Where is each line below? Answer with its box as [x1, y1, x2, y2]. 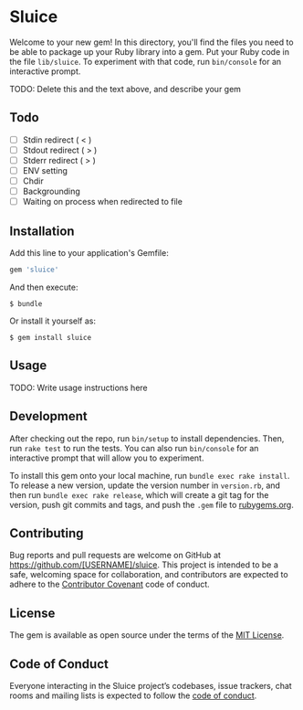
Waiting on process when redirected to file [22, 196, 183, 207]
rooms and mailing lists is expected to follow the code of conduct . [9, 690, 257, 701]
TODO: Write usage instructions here [9, 382, 148, 393]
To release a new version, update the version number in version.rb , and [9, 480, 281, 491]
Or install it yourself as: [9, 315, 96, 326]
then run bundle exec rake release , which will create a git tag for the [9, 489, 269, 500]
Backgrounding [22, 185, 80, 197]
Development [9, 408, 89, 424]
